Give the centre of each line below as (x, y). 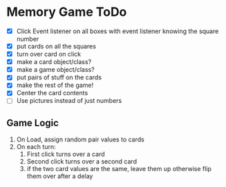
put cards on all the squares (56, 46)
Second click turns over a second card (82, 161)
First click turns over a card (66, 154)
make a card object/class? (54, 62)
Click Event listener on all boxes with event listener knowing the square (117, 31)
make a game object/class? (55, 70)
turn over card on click (49, 54)
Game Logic (33, 122)
